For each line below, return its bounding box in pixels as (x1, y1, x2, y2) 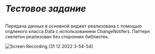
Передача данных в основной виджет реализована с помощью (5, 23, 142, 29)
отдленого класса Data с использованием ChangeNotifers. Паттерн (5, 28, 150, 34)
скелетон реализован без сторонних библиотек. (5, 33, 109, 39)
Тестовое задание (5, 3, 87, 14)
